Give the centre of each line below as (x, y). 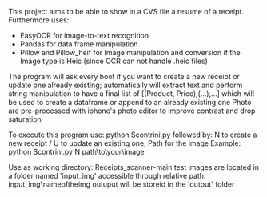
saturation (25, 119)
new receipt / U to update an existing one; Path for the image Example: (125, 143)
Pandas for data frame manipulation (79, 44)
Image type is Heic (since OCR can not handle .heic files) (114, 61)
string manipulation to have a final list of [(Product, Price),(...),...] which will (131, 94)
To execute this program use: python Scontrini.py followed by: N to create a (133, 135)
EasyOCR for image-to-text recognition (84, 36)
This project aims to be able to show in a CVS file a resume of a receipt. (126, 12)
